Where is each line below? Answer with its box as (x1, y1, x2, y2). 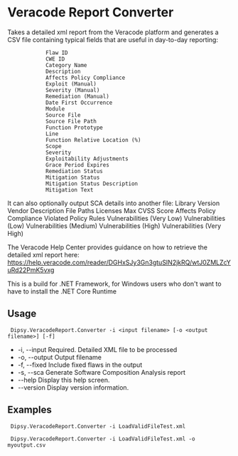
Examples (7, 404, 52, 416)
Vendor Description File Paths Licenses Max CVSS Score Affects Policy (7, 206, 216, 214)
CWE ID (45, 55, 65, 63)
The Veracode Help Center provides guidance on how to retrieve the (7, 243, 208, 252)
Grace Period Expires (45, 161, 110, 168)
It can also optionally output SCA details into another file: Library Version (7, 199, 220, 207)
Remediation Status (45, 167, 103, 175)
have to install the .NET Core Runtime (7, 286, 117, 296)
